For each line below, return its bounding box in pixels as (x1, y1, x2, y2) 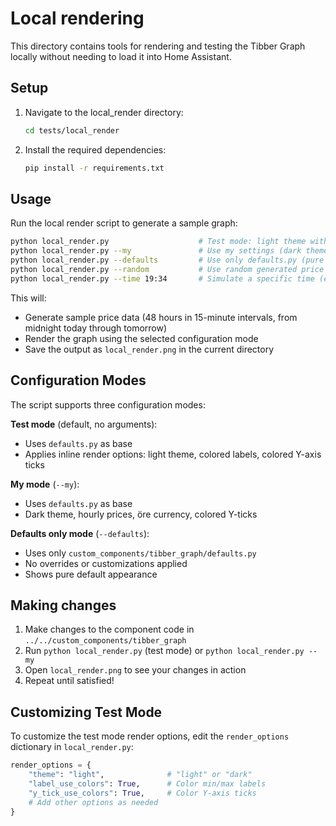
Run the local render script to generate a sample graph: (10, 217, 238, 229)
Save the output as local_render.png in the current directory (24, 343, 275, 355)
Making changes (10, 597, 117, 614)
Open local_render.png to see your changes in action (24, 664, 247, 676)
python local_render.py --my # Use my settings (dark (10, 246, 302, 256)
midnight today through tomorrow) (24, 322, 168, 334)
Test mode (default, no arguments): (10, 418, 158, 430)
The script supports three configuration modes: (10, 398, 206, 411)
